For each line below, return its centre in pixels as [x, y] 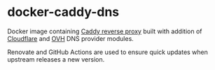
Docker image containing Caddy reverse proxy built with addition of [105, 31]
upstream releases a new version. [56, 59]
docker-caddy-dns [63, 12]
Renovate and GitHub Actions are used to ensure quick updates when [108, 52]
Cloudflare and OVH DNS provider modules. [71, 38]
